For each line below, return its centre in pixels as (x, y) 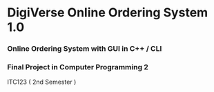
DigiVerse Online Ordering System (108, 13)
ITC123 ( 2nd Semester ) (42, 82)
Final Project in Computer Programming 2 (78, 67)
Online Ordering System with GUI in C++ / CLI (85, 49)
